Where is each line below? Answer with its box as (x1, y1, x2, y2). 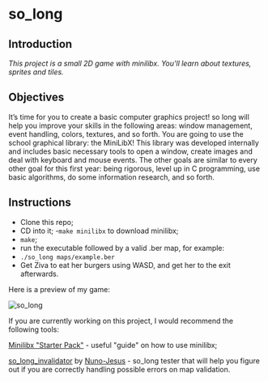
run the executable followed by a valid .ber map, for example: (19, 243, 225, 253)
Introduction (8, 37, 73, 51)
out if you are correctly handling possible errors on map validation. (8, 364, 231, 374)
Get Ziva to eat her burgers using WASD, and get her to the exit (19, 260, 231, 270)
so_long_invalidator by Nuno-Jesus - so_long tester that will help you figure (8, 355, 261, 365)
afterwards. (19, 269, 59, 278)
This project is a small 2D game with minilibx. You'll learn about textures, (8, 58, 252, 68)
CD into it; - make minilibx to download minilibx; (19, 226, 179, 236)
